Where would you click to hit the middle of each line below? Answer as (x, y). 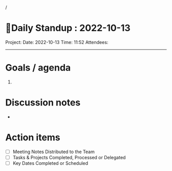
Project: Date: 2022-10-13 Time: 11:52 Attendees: (57, 42)
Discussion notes (43, 103)
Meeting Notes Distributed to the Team (53, 152)
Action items (33, 137)
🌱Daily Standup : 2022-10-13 (68, 28)
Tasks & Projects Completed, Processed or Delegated (69, 157)
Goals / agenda (38, 68)
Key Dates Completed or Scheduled (50, 163)
